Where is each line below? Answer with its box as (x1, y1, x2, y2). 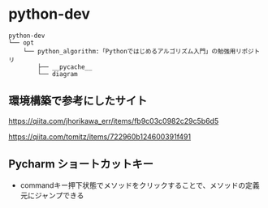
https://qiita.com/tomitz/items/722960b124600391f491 (8, 131, 192, 142)
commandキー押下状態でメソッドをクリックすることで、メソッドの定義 (19, 180, 260, 190)
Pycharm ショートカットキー (8, 157, 154, 171)
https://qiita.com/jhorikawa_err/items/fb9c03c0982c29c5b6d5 (8, 116, 219, 125)
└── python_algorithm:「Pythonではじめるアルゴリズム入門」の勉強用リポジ (23, 47, 254, 55)
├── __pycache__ (37, 62, 93, 71)
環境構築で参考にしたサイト (8, 94, 148, 108)
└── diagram (37, 70, 79, 78)
